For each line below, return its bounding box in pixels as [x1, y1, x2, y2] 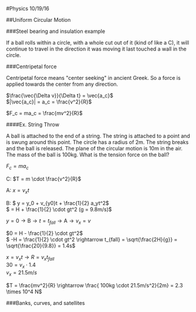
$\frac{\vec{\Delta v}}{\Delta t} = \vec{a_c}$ [6, 92, 113, 99]
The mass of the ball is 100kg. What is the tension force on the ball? [6, 151, 170, 158]
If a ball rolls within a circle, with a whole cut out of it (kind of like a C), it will [6, 39, 190, 46]
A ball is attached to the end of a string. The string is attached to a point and [6, 132, 191, 139]
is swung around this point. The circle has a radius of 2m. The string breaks [6, 139, 189, 146]
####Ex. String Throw [6, 121, 60, 128]
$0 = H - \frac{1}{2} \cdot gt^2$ [6, 230, 83, 237]
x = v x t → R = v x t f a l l [6, 254, 55, 262]
